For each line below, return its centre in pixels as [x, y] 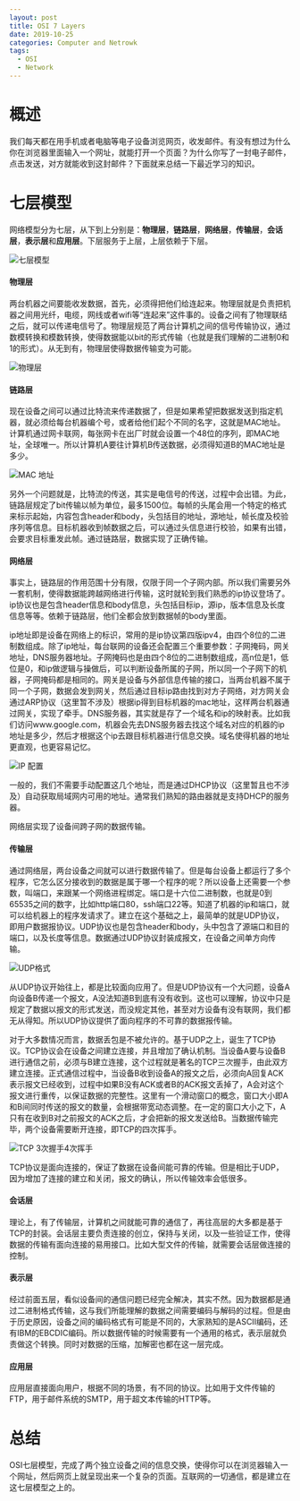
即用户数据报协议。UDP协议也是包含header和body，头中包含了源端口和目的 [150, 926]
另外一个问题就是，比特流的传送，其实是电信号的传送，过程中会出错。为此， [150, 494]
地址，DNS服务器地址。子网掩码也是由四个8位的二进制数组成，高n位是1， [145, 657]
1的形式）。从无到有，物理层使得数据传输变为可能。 [103, 348]
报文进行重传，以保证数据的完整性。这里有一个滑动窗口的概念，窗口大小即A [149, 1095]
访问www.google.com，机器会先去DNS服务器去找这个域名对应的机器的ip [151, 725]
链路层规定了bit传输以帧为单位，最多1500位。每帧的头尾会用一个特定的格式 [148, 505]
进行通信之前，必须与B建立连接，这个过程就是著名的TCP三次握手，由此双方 [149, 1061]
